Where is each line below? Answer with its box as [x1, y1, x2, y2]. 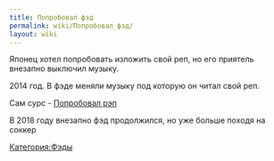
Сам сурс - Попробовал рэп [9, 98, 118, 109]
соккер [9, 125, 37, 135]
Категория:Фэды [9, 141, 73, 152]
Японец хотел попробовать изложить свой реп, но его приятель [9, 54, 254, 65]
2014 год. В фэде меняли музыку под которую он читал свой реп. [9, 81, 261, 92]
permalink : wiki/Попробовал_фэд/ [9, 21, 134, 30]
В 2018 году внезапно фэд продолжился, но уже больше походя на [9, 115, 266, 125]
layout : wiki [9, 29, 58, 38]
